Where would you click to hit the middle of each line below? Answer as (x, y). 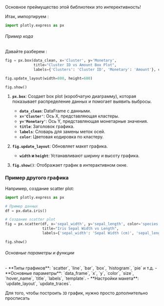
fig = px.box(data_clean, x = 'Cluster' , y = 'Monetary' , (61, 60)
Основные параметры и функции (40, 253)
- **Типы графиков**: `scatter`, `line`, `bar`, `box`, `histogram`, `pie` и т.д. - (81, 268)
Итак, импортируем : (27, 16)
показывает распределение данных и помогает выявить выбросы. (82, 101)
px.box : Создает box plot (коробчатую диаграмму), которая (74, 96)
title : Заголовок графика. (47, 127)
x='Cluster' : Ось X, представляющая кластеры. (69, 116)
